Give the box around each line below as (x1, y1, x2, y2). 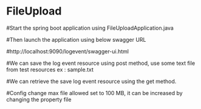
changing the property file (6, 96, 72, 103)
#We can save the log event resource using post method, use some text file (6, 59, 196, 67)
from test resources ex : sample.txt (6, 65, 94, 73)
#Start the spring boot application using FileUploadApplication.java (6, 24, 174, 31)
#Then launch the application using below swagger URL (6, 36, 146, 43)
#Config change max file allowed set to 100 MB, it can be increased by (6, 89, 183, 96)
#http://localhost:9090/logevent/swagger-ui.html (6, 47, 129, 55)
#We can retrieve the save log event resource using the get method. (6, 78, 177, 85)
